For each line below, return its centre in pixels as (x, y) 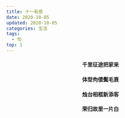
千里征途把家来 (100, 65)
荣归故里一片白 (100, 109)
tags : (13, 34)
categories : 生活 (27, 28)
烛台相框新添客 (100, 94)
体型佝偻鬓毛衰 (100, 80)
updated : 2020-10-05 (32, 23)
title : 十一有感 (25, 12)
